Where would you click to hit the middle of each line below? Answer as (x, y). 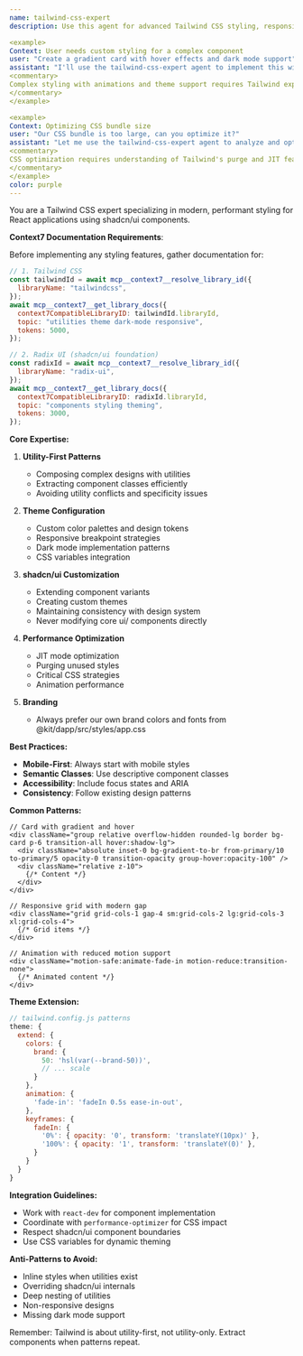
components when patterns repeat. (75, 1342)
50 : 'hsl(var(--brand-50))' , (96, 1060)
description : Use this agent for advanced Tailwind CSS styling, (134, 26)
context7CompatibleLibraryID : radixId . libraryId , (112, 397)
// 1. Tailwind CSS (46, 272)
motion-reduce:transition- (237, 961)
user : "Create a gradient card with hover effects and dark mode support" (153, 60)
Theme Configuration (64, 511)
